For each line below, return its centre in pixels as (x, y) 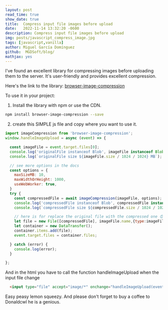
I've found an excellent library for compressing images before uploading (79, 71)
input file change (22, 278)
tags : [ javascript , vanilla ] (34, 43)
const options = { (29, 170)
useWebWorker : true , (35, 184)
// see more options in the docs (44, 166)
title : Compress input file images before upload (59, 24)
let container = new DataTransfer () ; (53, 226)
